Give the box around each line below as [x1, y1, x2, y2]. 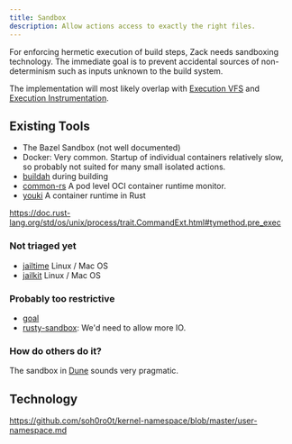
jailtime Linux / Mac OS [22, 260, 108, 271]
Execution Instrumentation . [9, 92, 110, 104]
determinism [9, 65, 56, 77]
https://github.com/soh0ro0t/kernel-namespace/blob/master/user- [9, 415, 258, 426]
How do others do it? [9, 344, 102, 357]
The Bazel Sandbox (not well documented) [22, 142, 181, 153]
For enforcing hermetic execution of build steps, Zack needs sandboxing [9, 46, 279, 57]
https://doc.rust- [9, 208, 71, 219]
